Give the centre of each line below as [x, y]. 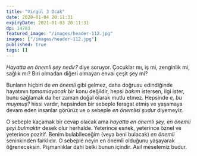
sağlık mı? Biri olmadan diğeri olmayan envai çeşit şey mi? [77, 73]
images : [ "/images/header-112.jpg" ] [51, 39]
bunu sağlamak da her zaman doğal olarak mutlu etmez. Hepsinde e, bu [94, 97]
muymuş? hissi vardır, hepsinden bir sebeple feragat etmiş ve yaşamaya [94, 104]
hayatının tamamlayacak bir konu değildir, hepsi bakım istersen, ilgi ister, [95, 91]
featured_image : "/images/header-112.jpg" [60, 34]
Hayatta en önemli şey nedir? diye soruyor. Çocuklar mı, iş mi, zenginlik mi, [98, 67]
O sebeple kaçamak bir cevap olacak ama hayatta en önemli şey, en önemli [98, 122]
